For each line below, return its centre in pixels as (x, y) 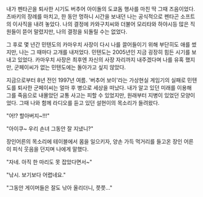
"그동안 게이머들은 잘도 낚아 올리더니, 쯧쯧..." (59, 188)
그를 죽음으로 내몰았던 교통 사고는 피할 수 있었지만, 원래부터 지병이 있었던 (93, 95)
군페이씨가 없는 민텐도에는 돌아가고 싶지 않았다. (70, 67)
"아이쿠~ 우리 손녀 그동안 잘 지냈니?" (50, 129)
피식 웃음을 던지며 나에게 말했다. (51, 149)
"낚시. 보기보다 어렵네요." (36, 175)
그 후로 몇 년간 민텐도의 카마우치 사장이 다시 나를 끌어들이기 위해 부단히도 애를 (98, 45)
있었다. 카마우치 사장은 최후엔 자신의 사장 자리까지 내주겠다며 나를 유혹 (101, 60)
